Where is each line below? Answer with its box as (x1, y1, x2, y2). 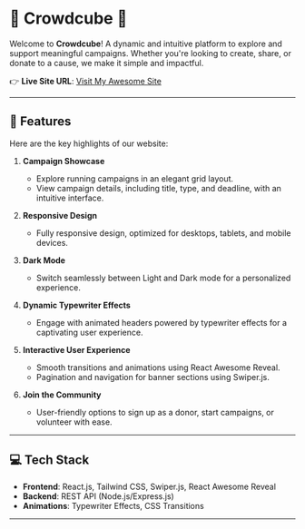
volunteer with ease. (35, 416, 113, 427)
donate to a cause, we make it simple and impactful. (9, 57, 204, 68)
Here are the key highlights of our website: (9, 138, 169, 149)
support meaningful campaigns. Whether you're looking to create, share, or (9, 47, 292, 58)
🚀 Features (9, 113, 72, 130)
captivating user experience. (35, 327, 143, 338)
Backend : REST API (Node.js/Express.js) (22, 490, 174, 502)
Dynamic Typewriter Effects (22, 299, 132, 310)
